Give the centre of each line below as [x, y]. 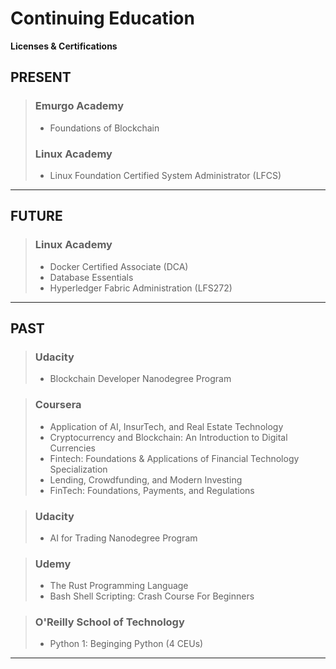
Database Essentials [91, 277]
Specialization [78, 469]
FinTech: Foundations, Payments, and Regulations [152, 490]
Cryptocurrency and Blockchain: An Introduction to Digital [168, 437]
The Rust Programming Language [119, 586]
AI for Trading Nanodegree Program [123, 538]
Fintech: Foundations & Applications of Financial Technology [174, 458]
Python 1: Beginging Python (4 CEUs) [126, 644]
